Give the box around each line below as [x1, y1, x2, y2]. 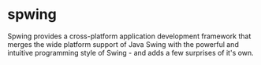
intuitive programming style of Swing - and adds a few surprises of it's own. [7, 48, 254, 57]
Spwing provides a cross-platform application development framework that [7, 31, 252, 41]
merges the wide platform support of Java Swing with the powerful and [7, 39, 240, 49]
